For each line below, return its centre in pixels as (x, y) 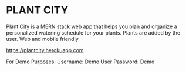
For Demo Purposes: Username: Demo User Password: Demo (80, 62)
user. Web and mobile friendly (43, 39)
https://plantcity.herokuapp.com (45, 50)
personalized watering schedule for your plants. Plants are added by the (93, 32)
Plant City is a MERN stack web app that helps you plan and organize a (92, 26)
